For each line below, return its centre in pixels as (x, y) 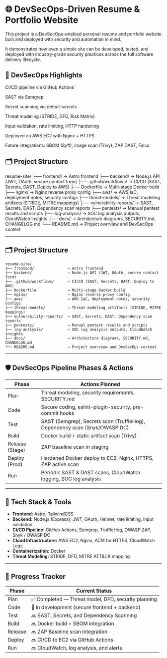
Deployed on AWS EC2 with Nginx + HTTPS (50, 135)
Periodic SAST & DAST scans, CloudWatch (91, 473)
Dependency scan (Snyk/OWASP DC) (85, 428)
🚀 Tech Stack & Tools (38, 502)
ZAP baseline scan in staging (75, 447)
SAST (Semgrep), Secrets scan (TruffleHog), (93, 421)
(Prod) (15, 464)
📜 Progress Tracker (36, 577)
